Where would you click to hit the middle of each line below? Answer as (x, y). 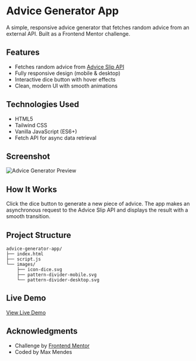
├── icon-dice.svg (39, 269)
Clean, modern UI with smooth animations (66, 86)
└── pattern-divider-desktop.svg (58, 280)
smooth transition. (28, 216)
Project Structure (39, 235)
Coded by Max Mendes (43, 351)
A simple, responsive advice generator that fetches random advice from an (98, 27)
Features (23, 53)
